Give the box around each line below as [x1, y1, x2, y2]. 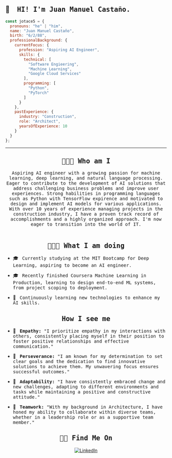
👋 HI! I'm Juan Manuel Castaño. [5, 5, 131, 14]
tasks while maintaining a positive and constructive [12, 389, 151, 395]
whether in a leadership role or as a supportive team [12, 414, 154, 420]
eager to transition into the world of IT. [30, 222, 142, 227]
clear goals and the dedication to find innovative [12, 359, 145, 364]
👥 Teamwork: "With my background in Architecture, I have [12, 404, 163, 410]
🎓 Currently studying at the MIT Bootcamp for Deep [12, 255, 149, 262]
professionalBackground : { [10, 38, 68, 43]
